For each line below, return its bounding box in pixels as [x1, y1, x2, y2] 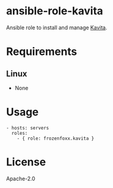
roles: [11, 130, 28, 136]
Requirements [6, 45, 77, 58]
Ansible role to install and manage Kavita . [6, 24, 108, 31]
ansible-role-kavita [6, 4, 103, 18]
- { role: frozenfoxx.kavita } [17, 135, 95, 141]
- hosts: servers [6, 125, 49, 131]
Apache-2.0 [6, 175, 36, 182]
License [6, 155, 46, 169]
